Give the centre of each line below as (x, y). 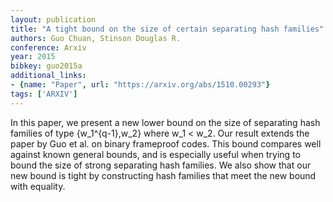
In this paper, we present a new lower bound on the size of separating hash (165, 122)
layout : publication (53, 19)
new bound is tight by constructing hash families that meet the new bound (163, 175)
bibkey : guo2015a (46, 66)
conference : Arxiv (48, 47)
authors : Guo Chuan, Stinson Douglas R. (96, 38)
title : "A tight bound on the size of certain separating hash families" (167, 29)
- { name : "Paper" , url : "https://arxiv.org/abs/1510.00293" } (140, 85)
